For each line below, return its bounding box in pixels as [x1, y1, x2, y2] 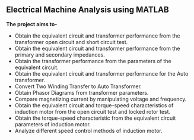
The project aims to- [6, 20, 58, 27]
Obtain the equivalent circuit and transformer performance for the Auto [14, 70, 189, 77]
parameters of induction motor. [14, 120, 91, 127]
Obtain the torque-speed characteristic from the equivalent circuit [14, 114, 176, 122]
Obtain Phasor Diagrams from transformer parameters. [14, 89, 149, 96]
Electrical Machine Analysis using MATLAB [6, 5, 169, 15]
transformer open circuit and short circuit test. [14, 38, 128, 45]
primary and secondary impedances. [14, 51, 105, 58]
